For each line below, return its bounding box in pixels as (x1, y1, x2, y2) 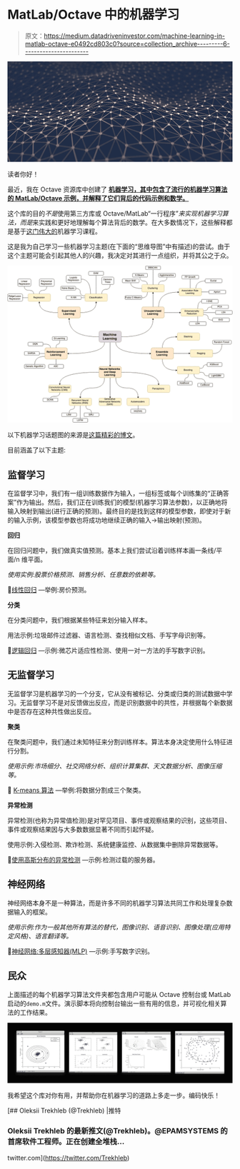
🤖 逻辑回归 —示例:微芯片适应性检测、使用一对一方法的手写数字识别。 (7, 646, 209, 655)
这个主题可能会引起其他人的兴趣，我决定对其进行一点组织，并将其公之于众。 (7, 251, 233, 259)
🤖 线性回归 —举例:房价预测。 (7, 586, 91, 594)
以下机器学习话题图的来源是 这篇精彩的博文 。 (7, 431, 139, 439)
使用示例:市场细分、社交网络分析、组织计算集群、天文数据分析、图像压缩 (7, 761, 223, 770)
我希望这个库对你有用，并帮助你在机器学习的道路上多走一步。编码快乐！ (7, 1091, 220, 1100)
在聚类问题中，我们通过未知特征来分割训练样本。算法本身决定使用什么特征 (7, 737, 226, 746)
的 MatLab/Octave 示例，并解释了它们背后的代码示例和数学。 (7, 194, 189, 202)
